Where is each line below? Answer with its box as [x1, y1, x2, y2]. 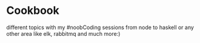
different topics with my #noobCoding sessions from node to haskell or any [6, 24, 194, 31]
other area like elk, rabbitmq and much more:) [6, 30, 121, 37]
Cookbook [6, 4, 59, 18]
